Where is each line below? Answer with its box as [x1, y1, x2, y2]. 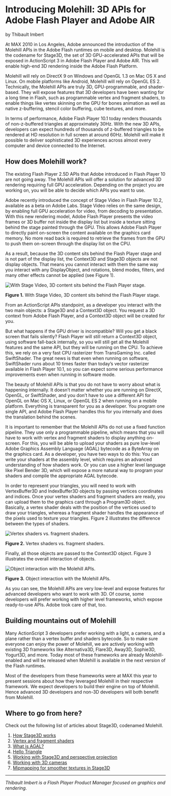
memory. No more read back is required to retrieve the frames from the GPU [5, 235, 165, 241]
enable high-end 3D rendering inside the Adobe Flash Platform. [5, 63, 138, 69]
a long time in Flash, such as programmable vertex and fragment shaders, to [5, 95, 165, 101]
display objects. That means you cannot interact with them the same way [5, 261, 159, 267]
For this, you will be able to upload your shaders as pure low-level [22, 440, 160, 446]
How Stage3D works [12, 732, 56, 739]
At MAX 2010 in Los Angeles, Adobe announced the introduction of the [5, 41, 154, 47]
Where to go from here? [5, 709, 82, 717]
